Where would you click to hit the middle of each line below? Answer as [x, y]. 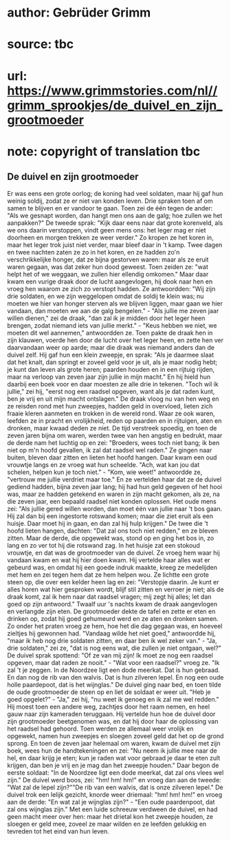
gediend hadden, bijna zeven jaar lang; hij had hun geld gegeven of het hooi [114, 486]
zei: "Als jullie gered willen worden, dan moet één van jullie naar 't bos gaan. [115, 508]
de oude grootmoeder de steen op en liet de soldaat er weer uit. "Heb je [109, 692]
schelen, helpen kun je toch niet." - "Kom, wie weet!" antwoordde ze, [105, 472]
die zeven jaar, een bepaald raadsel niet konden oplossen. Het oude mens [112, 501]
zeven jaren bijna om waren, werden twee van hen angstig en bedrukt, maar [115, 435]
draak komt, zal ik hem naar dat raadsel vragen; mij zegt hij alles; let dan [109, 596]
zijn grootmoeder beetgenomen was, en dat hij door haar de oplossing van [113, 721]
